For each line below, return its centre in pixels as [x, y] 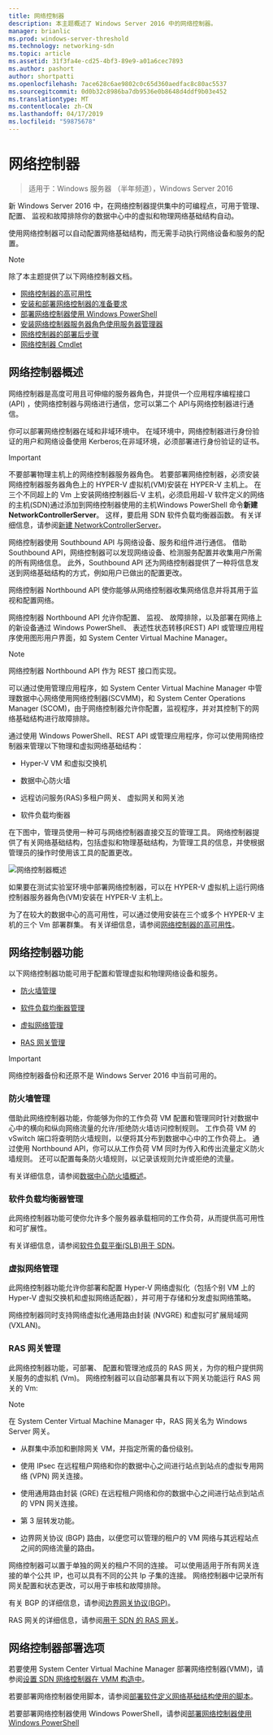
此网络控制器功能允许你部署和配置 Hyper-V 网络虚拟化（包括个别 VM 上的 [132, 1287]
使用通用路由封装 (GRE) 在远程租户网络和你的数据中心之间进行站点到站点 [142, 1493]
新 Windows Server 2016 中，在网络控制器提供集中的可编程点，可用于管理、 [136, 206]
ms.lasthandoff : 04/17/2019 [56, 115]
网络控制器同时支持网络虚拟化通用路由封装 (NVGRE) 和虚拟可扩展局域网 [128, 1315]
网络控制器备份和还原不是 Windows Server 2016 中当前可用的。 [115, 1075]
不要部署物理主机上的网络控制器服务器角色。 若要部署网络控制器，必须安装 [134, 474]
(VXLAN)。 [27, 1326]
